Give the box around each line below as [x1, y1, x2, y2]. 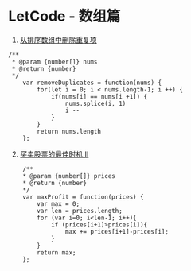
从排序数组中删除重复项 [19, 35, 97, 45]
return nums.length [37, 127, 102, 135]
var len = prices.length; [37, 207, 123, 215]
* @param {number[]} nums [11, 57, 98, 66]
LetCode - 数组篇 [8, 7, 121, 25]
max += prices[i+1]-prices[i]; [64, 227, 170, 235]
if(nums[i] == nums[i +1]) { [50, 92, 148, 100]
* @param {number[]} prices [22, 172, 115, 180]
